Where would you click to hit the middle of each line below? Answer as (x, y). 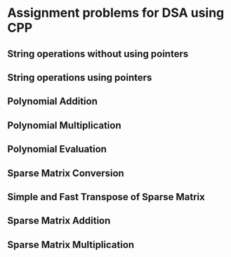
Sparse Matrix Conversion (66, 173)
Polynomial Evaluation (57, 149)
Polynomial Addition (53, 101)
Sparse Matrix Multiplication (71, 245)
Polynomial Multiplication (64, 125)
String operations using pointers (80, 78)
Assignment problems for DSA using (116, 13)
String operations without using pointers (98, 54)
